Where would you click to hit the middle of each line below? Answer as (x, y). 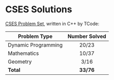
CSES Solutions (39, 9)
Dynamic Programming (35, 45)
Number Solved (87, 36)
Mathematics (23, 53)
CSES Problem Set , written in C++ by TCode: (52, 24)
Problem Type (35, 36)
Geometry (20, 62)
